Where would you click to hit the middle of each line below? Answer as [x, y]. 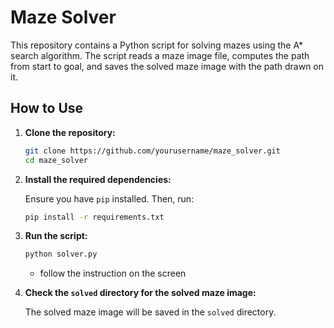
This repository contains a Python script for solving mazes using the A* [157, 45]
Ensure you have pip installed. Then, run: [109, 198]
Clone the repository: [70, 132]
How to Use [47, 108]
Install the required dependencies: [98, 179]
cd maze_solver [56, 160]
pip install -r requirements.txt [94, 217]
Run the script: [56, 236]
